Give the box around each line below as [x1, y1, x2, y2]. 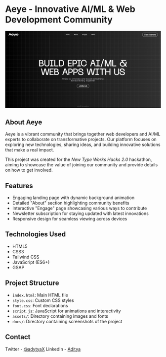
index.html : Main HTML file [12, 292, 68, 298]
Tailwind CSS [12, 254, 40, 260]
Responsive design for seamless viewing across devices [12, 216, 127, 222]
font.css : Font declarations [12, 302, 68, 308]
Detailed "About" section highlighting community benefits [12, 200, 129, 206]
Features [5, 181, 33, 190]
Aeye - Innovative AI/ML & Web [5, 3, 136, 15]
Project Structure [5, 279, 59, 287]
